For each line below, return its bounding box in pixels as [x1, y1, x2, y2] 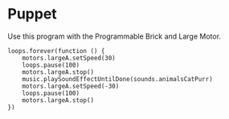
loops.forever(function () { [7, 47, 105, 55]
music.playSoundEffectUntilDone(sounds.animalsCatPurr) [22, 75, 214, 83]
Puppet [7, 5, 57, 23]
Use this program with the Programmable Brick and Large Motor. [7, 31, 222, 41]
